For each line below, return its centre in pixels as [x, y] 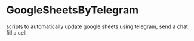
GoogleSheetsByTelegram [73, 10]
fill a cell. [17, 32]
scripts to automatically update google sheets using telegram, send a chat [97, 26]
